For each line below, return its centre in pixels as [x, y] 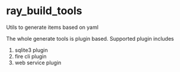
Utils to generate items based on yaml [52, 27]
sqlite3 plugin [31, 50]
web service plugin [38, 63]
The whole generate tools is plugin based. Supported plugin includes [90, 38]
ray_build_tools [44, 11]
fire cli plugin [30, 56]
